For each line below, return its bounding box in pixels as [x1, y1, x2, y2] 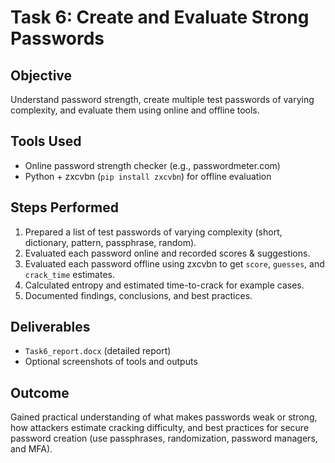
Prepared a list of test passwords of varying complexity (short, [24, 226, 283, 238]
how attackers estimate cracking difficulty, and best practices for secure [10, 422, 310, 434]
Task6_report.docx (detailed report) [24, 345, 172, 357]
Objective [10, 67, 73, 84]
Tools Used [10, 133, 82, 150]
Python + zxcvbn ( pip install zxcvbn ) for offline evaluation [24, 170, 272, 182]
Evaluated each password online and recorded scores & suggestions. [24, 247, 311, 259]
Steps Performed [10, 199, 120, 216]
